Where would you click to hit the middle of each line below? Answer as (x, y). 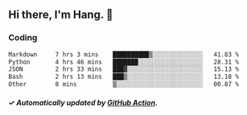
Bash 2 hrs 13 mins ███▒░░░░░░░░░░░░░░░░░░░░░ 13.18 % (124, 77)
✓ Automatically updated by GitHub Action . (83, 102)
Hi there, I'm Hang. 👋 (61, 15)
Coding (23, 38)
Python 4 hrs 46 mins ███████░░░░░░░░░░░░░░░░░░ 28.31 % (124, 62)
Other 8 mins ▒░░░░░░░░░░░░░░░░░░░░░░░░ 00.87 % (124, 84)
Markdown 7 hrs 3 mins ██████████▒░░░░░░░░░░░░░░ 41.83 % (124, 54)
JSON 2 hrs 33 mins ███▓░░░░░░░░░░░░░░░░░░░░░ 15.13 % (124, 69)
